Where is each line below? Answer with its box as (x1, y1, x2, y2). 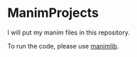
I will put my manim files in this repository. (7, 28, 130, 37)
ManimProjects (7, 5, 99, 21)
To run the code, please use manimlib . (7, 42, 119, 50)
